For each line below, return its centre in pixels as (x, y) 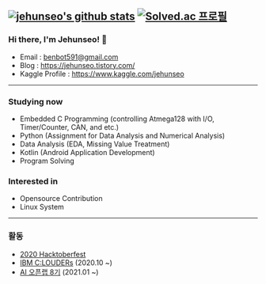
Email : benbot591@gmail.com (69, 57)
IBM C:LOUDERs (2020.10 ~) (66, 263)
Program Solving (47, 161)
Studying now (36, 101)
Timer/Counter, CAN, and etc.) (69, 127)
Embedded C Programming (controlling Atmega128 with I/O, (117, 119)
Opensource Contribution (61, 199)
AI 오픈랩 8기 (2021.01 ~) (59, 272)
